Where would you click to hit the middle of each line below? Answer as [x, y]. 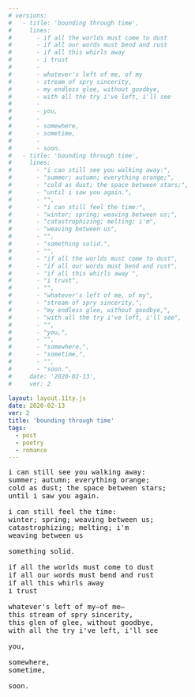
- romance [31, 450]
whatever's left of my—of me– [67, 607]
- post [26, 435]
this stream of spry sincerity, [71, 615]
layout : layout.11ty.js [47, 398]
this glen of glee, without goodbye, [81, 623]
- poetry [30, 443]
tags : [17, 428]
